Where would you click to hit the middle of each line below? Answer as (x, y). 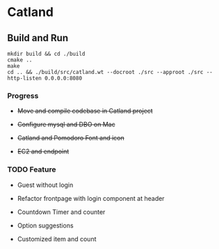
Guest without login (45, 185)
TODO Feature (32, 169)
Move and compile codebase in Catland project (85, 111)
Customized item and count (57, 239)
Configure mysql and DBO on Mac (66, 124)
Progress (23, 96)
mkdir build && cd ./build (46, 54)
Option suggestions (46, 225)
